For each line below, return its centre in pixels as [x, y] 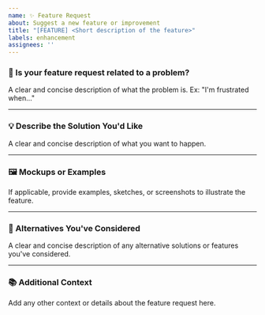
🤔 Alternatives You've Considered [74, 228]
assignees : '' [32, 45]
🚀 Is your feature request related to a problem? [99, 73]
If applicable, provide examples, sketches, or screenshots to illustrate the [127, 192]
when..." [22, 98]
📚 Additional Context [50, 283]
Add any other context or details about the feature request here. [112, 302]
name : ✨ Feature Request [50, 15]
